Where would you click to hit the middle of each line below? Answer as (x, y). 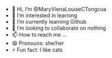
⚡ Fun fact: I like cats (37, 50)
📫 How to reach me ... (39, 35)
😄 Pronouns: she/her (38, 43)
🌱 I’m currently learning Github (49, 22)
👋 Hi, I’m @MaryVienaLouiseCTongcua (59, 9)
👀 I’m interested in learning (44, 15)
